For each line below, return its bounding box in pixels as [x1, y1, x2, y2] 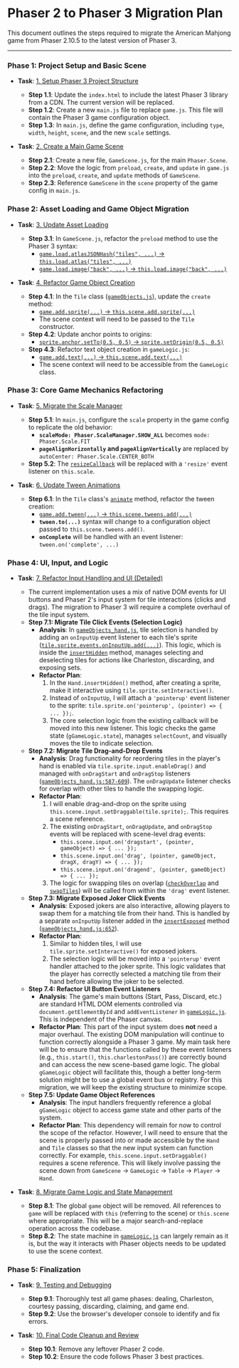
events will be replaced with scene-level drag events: [49, 830, 206, 838]
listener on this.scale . [28, 466, 95, 475]
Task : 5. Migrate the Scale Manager [17, 401, 123, 410]
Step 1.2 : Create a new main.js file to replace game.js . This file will [28, 105, 223, 115]
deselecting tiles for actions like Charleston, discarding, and [38, 656, 215, 664]
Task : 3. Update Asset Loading [17, 220, 109, 229]
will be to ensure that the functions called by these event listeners [38, 1045, 232, 1054]
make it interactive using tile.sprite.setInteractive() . [49, 686, 215, 695]
